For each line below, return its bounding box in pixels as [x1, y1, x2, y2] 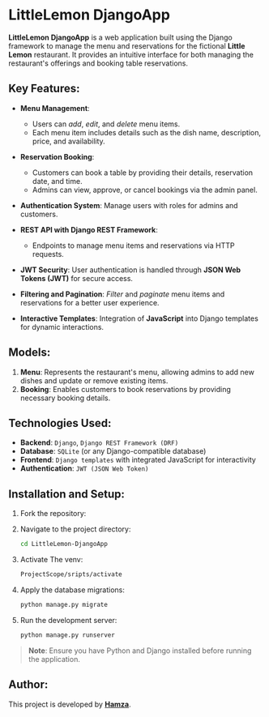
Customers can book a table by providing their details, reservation [32, 168, 254, 177]
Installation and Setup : [8, 487, 126, 501]
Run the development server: [19, 615, 117, 625]
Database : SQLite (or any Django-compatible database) [19, 446, 207, 456]
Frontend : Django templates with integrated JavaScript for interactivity [19, 455, 257, 465]
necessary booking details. [19, 393, 111, 403]
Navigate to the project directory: [19, 524, 131, 534]
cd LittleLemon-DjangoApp [19, 540, 108, 548]
